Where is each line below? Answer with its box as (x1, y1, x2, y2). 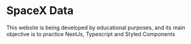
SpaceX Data (6, 4, 74, 18)
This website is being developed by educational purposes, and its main (6, 24, 185, 31)
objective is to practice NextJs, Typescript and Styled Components (6, 30, 176, 37)
